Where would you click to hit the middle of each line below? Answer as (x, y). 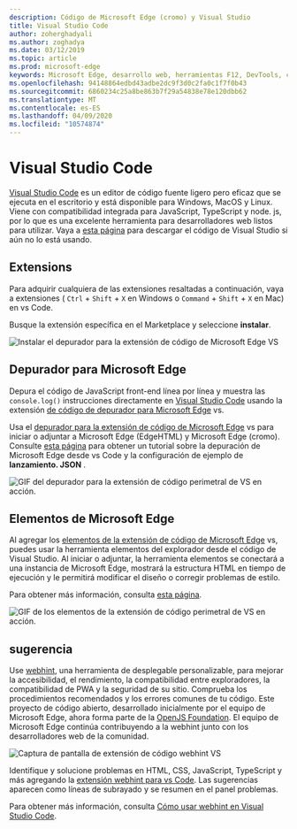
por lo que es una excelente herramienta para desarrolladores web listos (141, 220)
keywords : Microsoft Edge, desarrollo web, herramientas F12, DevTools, (146, 75)
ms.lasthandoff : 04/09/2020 (61, 116)
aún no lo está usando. (51, 239)
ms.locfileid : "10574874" (57, 125)
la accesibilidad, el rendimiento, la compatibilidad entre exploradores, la (140, 680)
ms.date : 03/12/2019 (47, 50)
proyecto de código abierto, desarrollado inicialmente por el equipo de (137, 708)
